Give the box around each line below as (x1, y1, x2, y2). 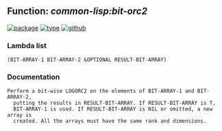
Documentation (7, 72, 60, 82)
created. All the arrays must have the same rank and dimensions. (13, 118, 207, 125)
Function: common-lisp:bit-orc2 (7, 5, 147, 17)
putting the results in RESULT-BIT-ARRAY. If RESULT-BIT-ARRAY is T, (13, 99, 216, 107)
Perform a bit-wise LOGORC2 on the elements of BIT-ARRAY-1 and (7, 88, 195, 95)
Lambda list (7, 40, 47, 50)
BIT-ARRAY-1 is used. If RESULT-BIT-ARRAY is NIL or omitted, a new (13, 106, 213, 112)
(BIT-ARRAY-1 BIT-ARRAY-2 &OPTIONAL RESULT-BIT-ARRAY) (7, 56, 167, 64)
